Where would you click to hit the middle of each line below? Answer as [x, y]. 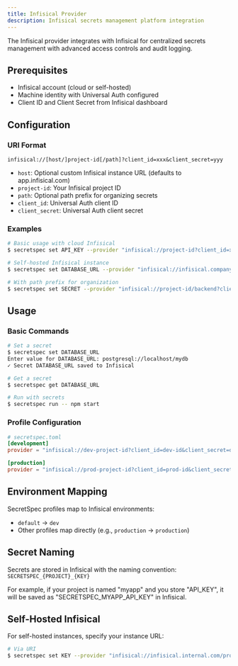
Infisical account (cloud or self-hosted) [74, 88]
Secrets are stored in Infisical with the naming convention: [92, 569]
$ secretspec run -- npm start [53, 405]
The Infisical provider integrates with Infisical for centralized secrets [107, 40]
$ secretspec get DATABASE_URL [53, 385]
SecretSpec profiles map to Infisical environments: [81, 509]
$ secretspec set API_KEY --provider [63, 250]
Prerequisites [38, 70]
